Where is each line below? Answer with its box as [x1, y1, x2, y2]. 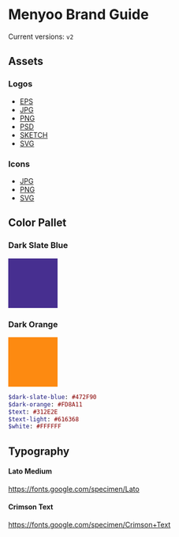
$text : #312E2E [8, 408, 58, 416]
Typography [8, 444, 69, 458]
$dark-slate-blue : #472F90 [8, 393, 97, 401]
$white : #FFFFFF [8, 422, 62, 431]
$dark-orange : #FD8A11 [8, 400, 83, 409]
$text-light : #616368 [8, 415, 80, 423]
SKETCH [19, 130, 48, 139]
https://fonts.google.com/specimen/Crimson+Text [8, 520, 171, 530]
